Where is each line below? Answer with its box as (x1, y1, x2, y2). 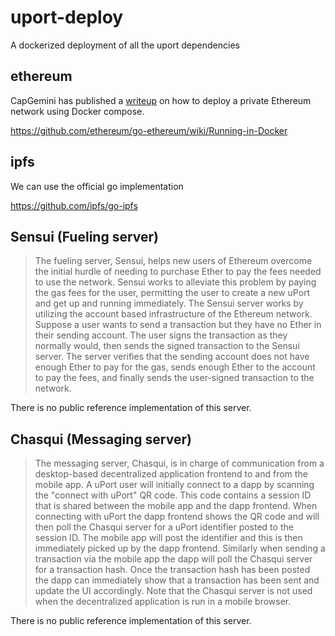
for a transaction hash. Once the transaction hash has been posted (34, 564, 311, 576)
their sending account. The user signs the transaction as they (34, 329, 288, 341)
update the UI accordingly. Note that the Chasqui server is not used (34, 585, 313, 597)
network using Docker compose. (10, 105, 145, 117)
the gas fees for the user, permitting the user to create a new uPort (34, 287, 311, 299)
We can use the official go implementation (10, 180, 184, 192)
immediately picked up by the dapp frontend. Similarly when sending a (34, 542, 326, 555)
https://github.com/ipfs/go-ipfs (10, 199, 138, 211)
